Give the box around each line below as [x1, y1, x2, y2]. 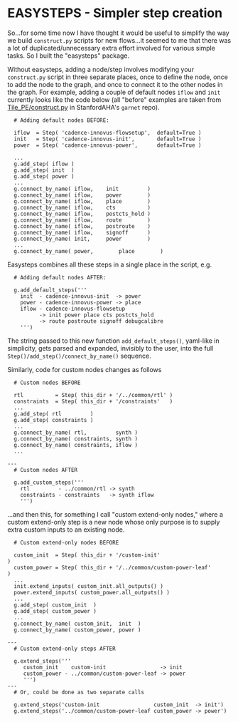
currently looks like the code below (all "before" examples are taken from [7, 95, 222, 104]
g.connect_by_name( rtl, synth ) [13, 429, 139, 436]
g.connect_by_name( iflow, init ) [13, 185, 151, 192]
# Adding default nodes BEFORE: [13, 116, 110, 124]
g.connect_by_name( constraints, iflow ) [13, 441, 139, 448]
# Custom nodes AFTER [13, 466, 78, 473]
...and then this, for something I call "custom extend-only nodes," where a [7, 510, 224, 518]
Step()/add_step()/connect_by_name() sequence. [7, 351, 151, 360]
